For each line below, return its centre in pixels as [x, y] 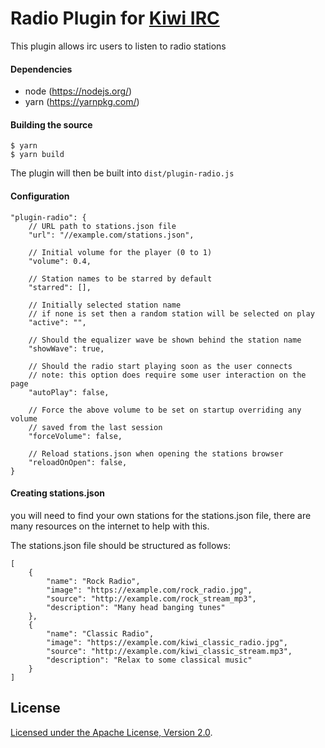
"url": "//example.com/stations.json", [111, 235]
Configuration [40, 196]
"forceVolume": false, [75, 436]
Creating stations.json [57, 493]
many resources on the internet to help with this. [110, 526]
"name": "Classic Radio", [100, 633]
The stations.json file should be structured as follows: [120, 545]
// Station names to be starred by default [120, 278]
